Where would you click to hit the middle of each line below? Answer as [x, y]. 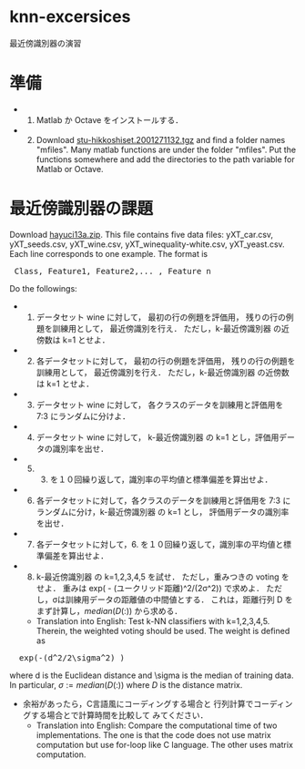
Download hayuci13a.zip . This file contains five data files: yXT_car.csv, [142, 234]
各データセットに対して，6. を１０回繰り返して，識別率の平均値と [160, 544]
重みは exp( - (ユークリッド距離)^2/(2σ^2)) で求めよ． [163, 588]
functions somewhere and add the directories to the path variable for [166, 159]
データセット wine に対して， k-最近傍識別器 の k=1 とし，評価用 [158, 437]
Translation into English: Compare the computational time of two [157, 725]
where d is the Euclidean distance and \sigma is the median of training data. [152, 675]
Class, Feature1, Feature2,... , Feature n [113, 271]
